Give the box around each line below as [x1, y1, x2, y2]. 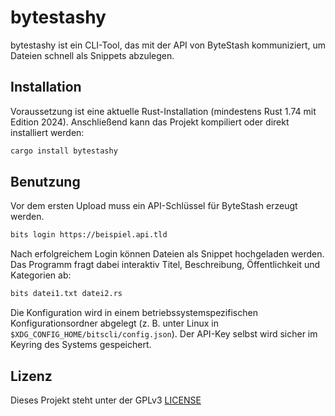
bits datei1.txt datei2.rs [10, 289, 123, 299]
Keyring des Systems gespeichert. [10, 339, 152, 351]
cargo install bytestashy [10, 146, 118, 156]
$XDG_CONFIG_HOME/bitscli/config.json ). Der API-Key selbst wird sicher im [10, 328, 318, 340]
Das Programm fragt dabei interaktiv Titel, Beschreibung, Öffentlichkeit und [10, 259, 321, 271]
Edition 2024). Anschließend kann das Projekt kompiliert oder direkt [10, 116, 290, 128]
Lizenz [10, 367, 53, 385]
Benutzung [10, 174, 81, 191]
